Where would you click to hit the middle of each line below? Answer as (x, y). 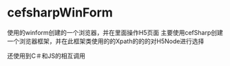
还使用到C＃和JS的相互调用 (46, 56)
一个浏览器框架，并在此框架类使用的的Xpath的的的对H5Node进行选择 (106, 41)
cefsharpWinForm (60, 13)
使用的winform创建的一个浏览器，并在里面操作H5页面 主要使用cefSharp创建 (115, 32)
